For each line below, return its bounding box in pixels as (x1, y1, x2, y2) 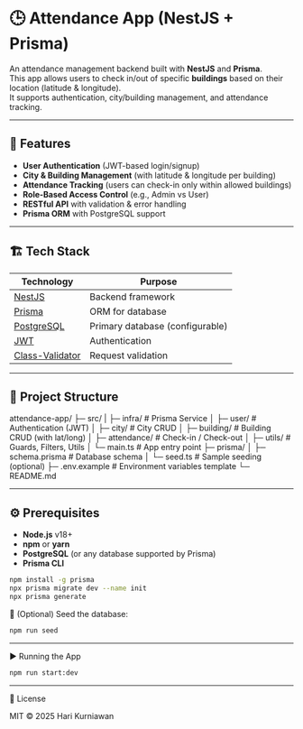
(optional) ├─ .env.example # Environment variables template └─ (9, 461, 251, 472)
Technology (21, 275, 74, 288)
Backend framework (89, 291, 176, 303)
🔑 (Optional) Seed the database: (9, 608, 129, 619)
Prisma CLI (22, 558, 65, 569)
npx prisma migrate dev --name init (9, 584, 147, 593)
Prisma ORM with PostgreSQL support (22, 208, 166, 218)
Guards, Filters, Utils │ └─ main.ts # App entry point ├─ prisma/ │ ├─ (9, 442, 266, 453)
